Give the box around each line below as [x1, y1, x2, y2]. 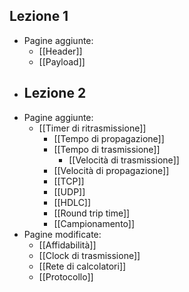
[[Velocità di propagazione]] [53, 164, 170, 176]
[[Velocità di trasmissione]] [68, 154, 180, 166]
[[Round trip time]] [53, 207, 131, 219]
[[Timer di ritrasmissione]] [38, 122, 147, 134]
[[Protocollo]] [38, 270, 94, 283]
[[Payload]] [38, 55, 86, 68]
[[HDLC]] [53, 196, 92, 208]
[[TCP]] [53, 175, 85, 187]
